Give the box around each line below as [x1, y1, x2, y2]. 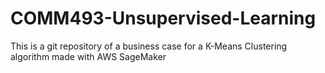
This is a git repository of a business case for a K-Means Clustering [10, 40, 288, 52]
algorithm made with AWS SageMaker [10, 50, 167, 62]
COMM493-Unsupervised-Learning [10, 7, 317, 30]
